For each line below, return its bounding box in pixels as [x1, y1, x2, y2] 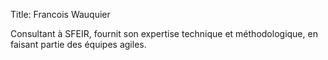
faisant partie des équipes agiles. [10, 39, 147, 50]
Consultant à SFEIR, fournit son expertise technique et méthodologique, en [10, 28, 318, 39]
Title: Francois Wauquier [10, 9, 111, 20]
